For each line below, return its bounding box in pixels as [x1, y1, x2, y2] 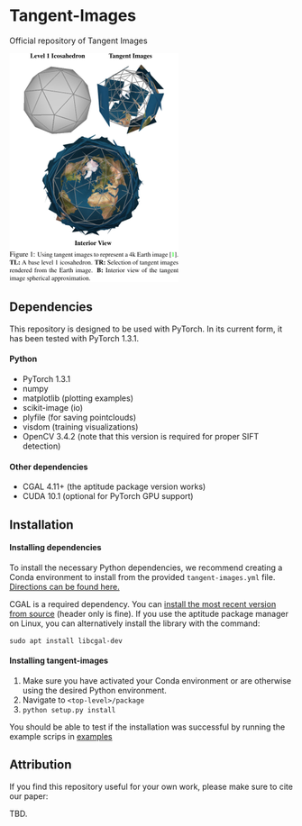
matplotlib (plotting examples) [22, 393, 133, 404]
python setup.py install [22, 705, 116, 714]
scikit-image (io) [22, 402, 84, 413]
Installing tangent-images [9, 655, 109, 667]
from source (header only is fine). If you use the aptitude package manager [9, 608, 288, 619]
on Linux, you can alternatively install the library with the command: [9, 618, 261, 629]
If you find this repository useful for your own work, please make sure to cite [9, 781, 293, 792]
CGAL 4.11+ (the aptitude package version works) [22, 481, 206, 492]
